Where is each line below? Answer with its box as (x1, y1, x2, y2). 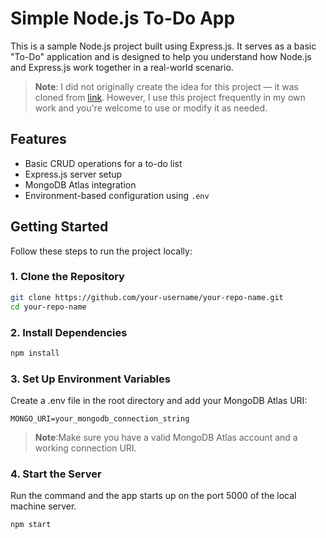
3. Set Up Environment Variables (10, 372, 171, 386)
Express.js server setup (24, 168, 123, 180)
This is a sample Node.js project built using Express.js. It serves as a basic (10, 40, 317, 52)
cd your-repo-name (10, 302, 87, 312)
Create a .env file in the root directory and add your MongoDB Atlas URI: (10, 395, 308, 407)
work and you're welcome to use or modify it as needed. (34, 102, 268, 114)
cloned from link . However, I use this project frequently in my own (34, 91, 306, 103)
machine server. (10, 500, 77, 512)
